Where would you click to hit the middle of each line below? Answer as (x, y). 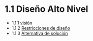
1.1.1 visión (22, 23)
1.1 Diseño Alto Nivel (46, 9)
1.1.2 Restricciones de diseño (41, 28)
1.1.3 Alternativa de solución (40, 33)
